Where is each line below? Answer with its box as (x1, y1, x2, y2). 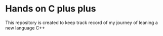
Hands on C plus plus (5, 3, 96, 14)
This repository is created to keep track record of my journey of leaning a (5, 19, 158, 25)
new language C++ (5, 24, 46, 30)
